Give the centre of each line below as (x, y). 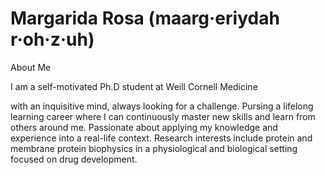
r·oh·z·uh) (52, 39)
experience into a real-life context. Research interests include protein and (161, 138)
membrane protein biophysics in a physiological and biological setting (154, 148)
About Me (31, 67)
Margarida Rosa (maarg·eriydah (145, 18)
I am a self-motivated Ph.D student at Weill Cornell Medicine (134, 86)
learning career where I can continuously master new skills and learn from (163, 116)
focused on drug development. (74, 159)
